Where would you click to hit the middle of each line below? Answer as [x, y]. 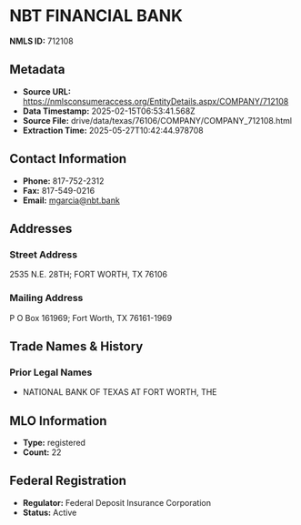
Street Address [44, 254]
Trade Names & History [76, 346]
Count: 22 [42, 452]
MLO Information [58, 421]
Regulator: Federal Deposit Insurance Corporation [117, 502]
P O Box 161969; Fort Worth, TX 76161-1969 [91, 318]
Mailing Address [46, 298]
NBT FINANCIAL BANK [96, 16]
